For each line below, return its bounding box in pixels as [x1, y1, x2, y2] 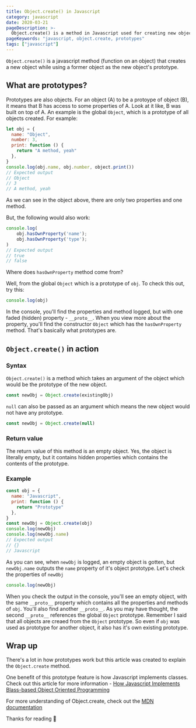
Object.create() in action [6, 344, 99, 354]
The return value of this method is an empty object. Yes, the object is [6, 447, 172, 454]
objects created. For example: [6, 115, 78, 122]
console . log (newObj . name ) [6, 531, 69, 538]
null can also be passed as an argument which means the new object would [6, 402, 190, 410]
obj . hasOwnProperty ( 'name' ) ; [16, 231, 87, 237]
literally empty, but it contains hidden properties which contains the [6, 453, 168, 460]
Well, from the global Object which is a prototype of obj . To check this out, [6, 280, 185, 287]
